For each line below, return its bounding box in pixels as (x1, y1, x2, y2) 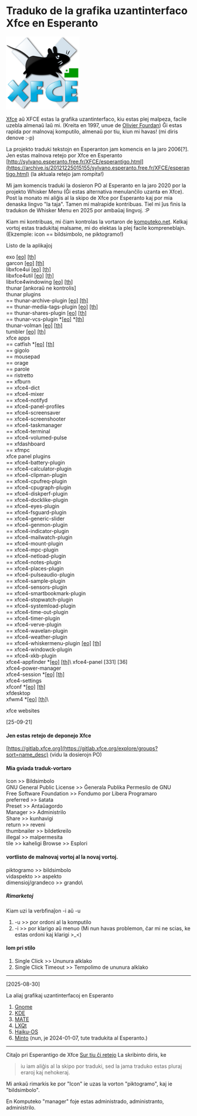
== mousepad (6, 353, 40, 360)
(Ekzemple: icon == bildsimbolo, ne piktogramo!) (6, 230, 124, 238)
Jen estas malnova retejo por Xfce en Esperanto (6, 151, 123, 159)
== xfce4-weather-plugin (6, 633, 67, 640)
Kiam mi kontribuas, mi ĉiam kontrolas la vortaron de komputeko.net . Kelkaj (6, 218, 188, 225)
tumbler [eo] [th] (6, 328, 46, 335)
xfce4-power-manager (6, 664, 62, 671)
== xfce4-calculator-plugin (6, 465, 72, 472)
